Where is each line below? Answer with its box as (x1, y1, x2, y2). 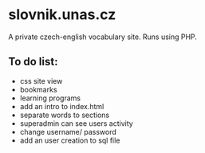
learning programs (19, 93, 81, 103)
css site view (19, 76, 63, 85)
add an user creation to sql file (19, 135, 120, 145)
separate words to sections (19, 110, 110, 120)
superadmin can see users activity (19, 118, 133, 128)
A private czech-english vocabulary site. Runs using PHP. (8, 32, 198, 41)
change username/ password (19, 127, 117, 136)
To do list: (8, 55, 58, 69)
